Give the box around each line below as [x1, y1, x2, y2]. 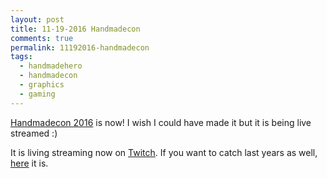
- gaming [19, 89, 56, 99]
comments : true [10, 33, 74, 43]
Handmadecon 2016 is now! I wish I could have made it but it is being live [10, 116, 312, 128]
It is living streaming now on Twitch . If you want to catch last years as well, [10, 146, 318, 158]
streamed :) [10, 127, 58, 139]
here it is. [10, 157, 49, 169]
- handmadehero [19, 61, 83, 71]
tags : [10, 52, 33, 62]
